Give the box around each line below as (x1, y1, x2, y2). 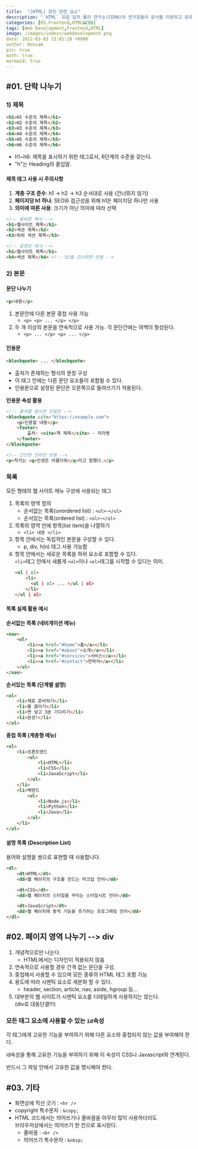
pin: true (6, 47, 31, 53)
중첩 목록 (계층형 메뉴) (6, 731, 57, 738)
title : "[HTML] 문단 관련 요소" (6, 8, 81, 15)
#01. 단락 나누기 (6, 81, 62, 92)
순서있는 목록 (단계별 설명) (6, 681, 67, 688)
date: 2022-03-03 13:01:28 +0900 (6, 36, 88, 42)
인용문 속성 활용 (6, 396, 42, 403)
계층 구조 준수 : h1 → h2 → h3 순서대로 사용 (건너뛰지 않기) (14, 190, 148, 197)
